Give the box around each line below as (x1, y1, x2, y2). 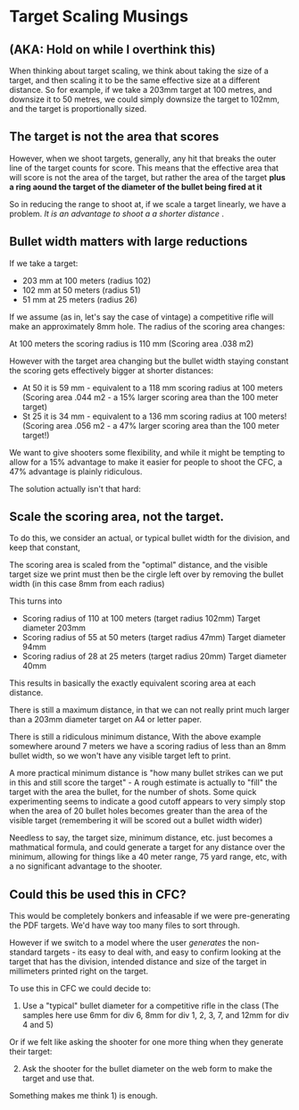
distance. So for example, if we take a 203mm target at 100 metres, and (9, 85, 272, 95)
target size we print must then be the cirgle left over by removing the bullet (9, 569, 284, 580)
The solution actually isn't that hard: (9, 483, 141, 494)
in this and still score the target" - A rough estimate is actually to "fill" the (9, 777, 278, 788)
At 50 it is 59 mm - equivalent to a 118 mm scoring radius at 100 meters (21, 382, 284, 393)
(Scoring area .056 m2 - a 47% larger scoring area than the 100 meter (21, 420, 279, 430)
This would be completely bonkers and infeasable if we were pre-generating (9, 911, 290, 922)
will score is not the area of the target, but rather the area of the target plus (9, 171, 286, 182)
